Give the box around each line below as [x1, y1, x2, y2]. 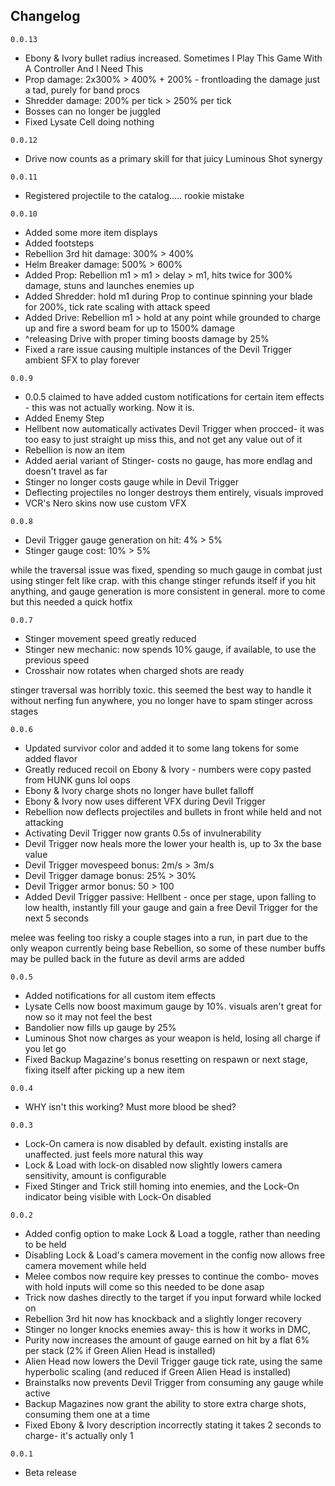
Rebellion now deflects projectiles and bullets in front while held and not [24, 805, 322, 818]
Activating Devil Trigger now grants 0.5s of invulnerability [24, 827, 262, 839]
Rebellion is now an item [24, 444, 126, 456]
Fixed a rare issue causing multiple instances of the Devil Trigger [24, 343, 293, 355]
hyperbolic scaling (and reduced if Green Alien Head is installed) [24, 1365, 292, 1378]
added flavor [24, 752, 78, 764]
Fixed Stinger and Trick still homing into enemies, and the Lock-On [24, 1180, 300, 1192]
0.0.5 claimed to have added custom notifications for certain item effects [24, 390, 325, 403]
